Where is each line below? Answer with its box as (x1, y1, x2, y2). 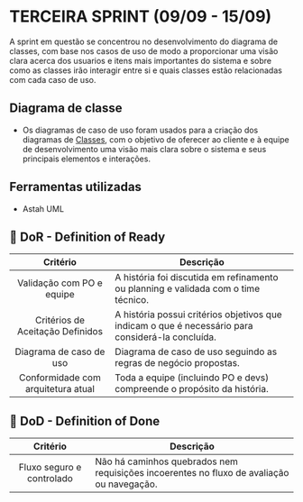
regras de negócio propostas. (115, 357, 241, 370)
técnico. (115, 294, 149, 306)
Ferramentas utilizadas (9, 179, 142, 195)
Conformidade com (19, 371, 101, 384)
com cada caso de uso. (9, 74, 96, 85)
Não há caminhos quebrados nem (94, 455, 239, 468)
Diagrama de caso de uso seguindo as (115, 345, 278, 358)
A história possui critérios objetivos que (115, 308, 282, 321)
